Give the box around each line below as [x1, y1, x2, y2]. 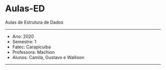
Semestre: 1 [12, 38, 37, 44]
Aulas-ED [5, 3, 45, 14]
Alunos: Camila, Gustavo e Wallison [12, 54, 84, 60]
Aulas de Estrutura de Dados [5, 19, 64, 25]
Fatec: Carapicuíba [12, 44, 51, 50]
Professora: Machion [12, 49, 55, 55]
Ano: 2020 [12, 33, 34, 39]
